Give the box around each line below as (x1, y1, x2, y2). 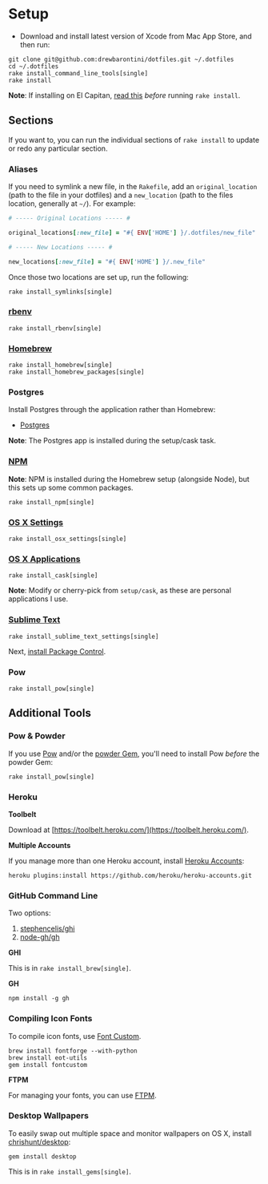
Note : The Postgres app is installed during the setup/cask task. (8, 436, 216, 446)
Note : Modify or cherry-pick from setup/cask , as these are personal (8, 586, 232, 596)
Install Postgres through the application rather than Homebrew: (8, 405, 216, 414)
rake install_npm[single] (8, 498, 94, 506)
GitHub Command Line (8, 890, 98, 901)
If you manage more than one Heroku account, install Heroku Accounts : (8, 855, 245, 866)
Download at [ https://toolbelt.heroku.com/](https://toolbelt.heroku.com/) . (8, 825, 250, 834)
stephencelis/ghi (19, 923, 75, 934)
